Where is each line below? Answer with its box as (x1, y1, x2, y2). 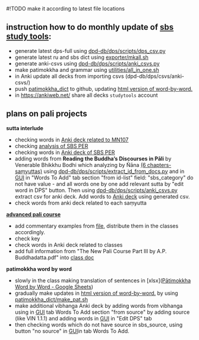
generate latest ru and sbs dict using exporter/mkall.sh (14, 53, 149, 61)
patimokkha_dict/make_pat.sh (14, 295, 88, 303)
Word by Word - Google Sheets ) (14, 283, 94, 290)
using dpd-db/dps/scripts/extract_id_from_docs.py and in (43, 168, 185, 175)
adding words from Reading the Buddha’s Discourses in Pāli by (14, 155, 172, 162)
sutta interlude (6, 124, 43, 131)
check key (14, 235, 40, 242)
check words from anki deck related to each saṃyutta (14, 199, 147, 206)
